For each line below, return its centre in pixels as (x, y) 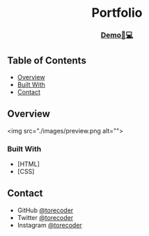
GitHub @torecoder (45, 210)
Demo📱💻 (117, 35)
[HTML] (29, 164)
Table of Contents (47, 60)
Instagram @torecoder (49, 225)
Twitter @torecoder (45, 217)
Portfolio (117, 13)
